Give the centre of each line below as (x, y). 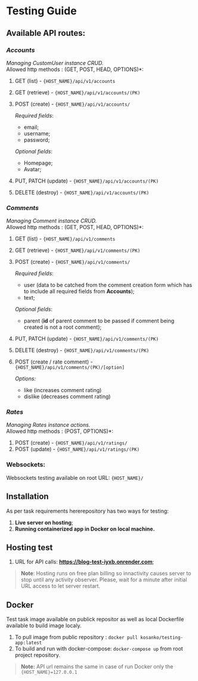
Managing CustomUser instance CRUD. (55, 63)
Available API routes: (46, 33)
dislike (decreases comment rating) (67, 397)
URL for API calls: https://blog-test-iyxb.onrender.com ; (84, 562)
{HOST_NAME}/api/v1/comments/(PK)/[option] (70, 368)
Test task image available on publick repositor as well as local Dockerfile (95, 620)
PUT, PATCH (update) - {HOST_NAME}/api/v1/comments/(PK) (87, 339)
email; (31, 127)
